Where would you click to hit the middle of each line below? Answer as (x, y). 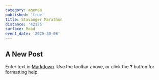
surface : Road (20, 29)
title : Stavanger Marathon (34, 19)
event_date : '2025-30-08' (33, 34)
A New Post (24, 54)
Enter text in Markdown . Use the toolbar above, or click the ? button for (80, 66)
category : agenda (24, 10)
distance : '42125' (25, 24)
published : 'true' (25, 15)
